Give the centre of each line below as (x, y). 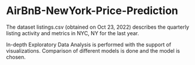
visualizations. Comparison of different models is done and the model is (93, 50)
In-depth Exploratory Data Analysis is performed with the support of (89, 45)
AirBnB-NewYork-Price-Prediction (92, 11)
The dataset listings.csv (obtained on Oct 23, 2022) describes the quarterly (98, 27)
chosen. (16, 57)
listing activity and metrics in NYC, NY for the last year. (73, 33)
